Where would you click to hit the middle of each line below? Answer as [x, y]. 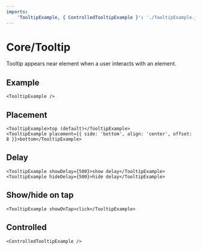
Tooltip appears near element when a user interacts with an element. [91, 64]
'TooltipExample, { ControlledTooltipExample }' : [81, 17]
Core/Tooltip [38, 47]
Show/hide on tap [40, 195]
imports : [17, 12]
